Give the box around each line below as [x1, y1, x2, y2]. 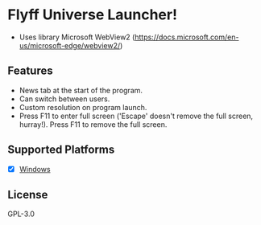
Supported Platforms [7, 143, 115, 157]
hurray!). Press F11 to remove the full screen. [19, 119, 168, 129]
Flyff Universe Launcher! [7, 6, 178, 24]
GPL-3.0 [7, 209, 35, 219]
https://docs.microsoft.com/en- [135, 32, 239, 42]
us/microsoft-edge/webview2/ [19, 40, 121, 50]
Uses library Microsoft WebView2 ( [19, 32, 135, 42]
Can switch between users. [19, 94, 110, 104]
